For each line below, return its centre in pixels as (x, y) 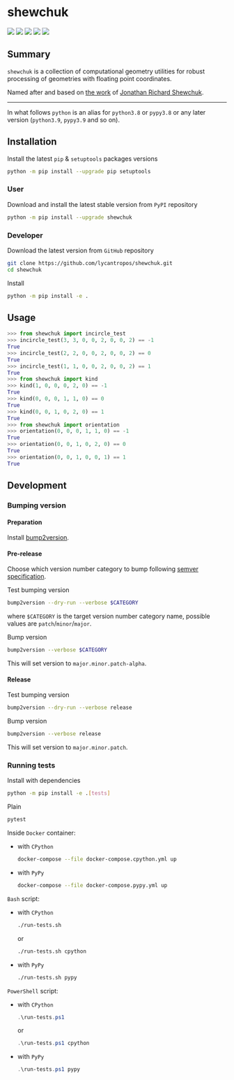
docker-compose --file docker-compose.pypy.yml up (92, 886)
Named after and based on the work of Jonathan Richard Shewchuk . (106, 92)
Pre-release (25, 554)
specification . (27, 577)
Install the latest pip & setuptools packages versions (83, 159)
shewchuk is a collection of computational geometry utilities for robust (106, 71)
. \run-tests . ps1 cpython (53, 1043)
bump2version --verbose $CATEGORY (57, 650)
